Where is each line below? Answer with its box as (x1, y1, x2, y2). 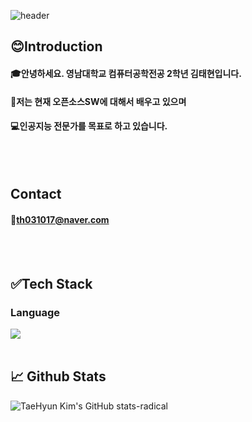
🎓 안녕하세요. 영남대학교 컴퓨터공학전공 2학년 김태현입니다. (10, 67, 242, 79)
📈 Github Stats (10, 368, 107, 385)
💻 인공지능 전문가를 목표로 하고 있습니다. (10, 120, 168, 132)
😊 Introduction (10, 38, 103, 55)
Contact (10, 186, 62, 203)
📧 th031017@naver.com (10, 213, 110, 225)
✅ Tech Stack (10, 275, 93, 292)
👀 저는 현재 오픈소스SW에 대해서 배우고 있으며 (10, 95, 187, 107)
